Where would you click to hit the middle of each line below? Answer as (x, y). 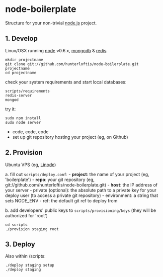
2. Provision (24, 153)
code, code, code (30, 132)
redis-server (19, 95)
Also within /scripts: (25, 256)
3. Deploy (20, 244)
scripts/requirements (28, 91)
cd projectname (21, 73)
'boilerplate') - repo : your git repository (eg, (50, 180)
